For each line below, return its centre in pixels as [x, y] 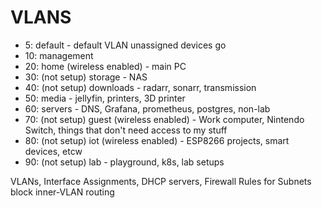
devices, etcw [53, 151]
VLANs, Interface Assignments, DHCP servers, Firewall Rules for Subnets [161, 181]
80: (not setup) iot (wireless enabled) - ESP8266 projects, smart [157, 140]
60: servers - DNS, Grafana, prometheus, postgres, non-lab [147, 108]
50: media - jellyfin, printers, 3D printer [105, 98]
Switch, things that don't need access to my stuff [126, 130]
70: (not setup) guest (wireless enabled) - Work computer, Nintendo [164, 119]
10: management [59, 55]
